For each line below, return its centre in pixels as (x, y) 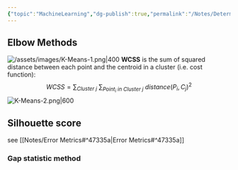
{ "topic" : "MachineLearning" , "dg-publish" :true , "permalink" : (98, 14)
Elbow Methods (42, 43)
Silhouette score (44, 123)
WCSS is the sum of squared (163, 59)
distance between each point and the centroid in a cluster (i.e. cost (105, 67)
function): (22, 74)
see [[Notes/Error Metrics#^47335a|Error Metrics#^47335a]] (96, 140)
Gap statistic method (44, 158)
